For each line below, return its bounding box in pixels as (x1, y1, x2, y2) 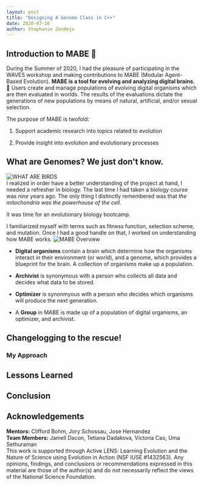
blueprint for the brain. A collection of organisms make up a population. (15, 260, 194, 267)
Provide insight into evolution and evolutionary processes (15, 139, 159, 146)
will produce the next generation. (15, 296, 98, 304)
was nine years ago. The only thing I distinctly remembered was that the (6, 192, 187, 199)
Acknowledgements (6, 411, 84, 422)
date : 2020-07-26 (6, 20, 50, 26)
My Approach (6, 351, 47, 360)
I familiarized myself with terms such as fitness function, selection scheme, (6, 222, 194, 229)
